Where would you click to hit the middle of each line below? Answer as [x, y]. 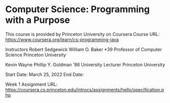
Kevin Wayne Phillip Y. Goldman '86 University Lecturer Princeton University [85, 64]
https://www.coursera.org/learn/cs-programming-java [62, 40]
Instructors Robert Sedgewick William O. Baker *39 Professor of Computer [83, 49]
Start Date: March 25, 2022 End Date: [45, 74]
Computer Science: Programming [78, 9]
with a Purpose [38, 20]
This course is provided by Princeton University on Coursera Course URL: [82, 34]
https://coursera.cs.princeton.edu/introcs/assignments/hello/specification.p [85, 89]
